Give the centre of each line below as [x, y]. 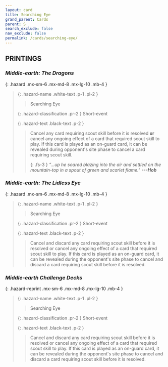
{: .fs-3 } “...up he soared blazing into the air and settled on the [96, 165]
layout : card [19, 10]
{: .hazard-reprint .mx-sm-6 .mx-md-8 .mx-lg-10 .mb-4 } [64, 289]
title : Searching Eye [28, 15]
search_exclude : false [29, 29]
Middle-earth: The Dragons [40, 73]
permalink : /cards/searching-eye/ [42, 38]
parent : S [16, 24]
